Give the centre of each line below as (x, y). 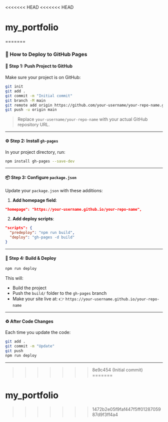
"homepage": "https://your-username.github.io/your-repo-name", (73, 209)
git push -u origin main (31, 110)
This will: (14, 278)
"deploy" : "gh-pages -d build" (42, 237)
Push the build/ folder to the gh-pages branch (59, 293)
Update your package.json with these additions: (54, 190)
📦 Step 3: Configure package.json (41, 177)
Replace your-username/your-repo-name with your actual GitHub (82, 119)
